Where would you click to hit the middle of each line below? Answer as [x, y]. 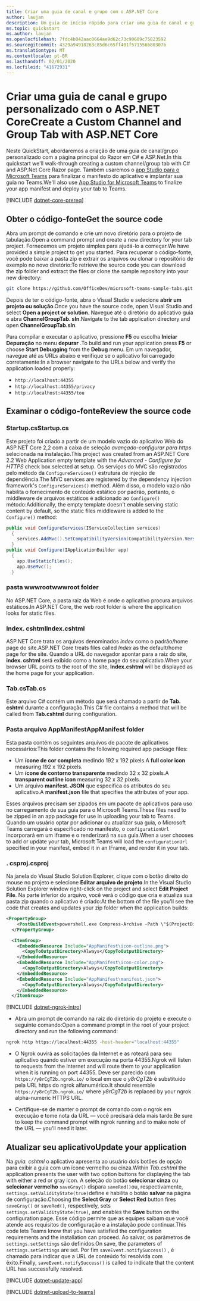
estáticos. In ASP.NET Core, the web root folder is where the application [94, 606]
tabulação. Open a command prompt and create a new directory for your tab [99, 240]
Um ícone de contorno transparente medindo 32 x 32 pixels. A [92, 773]
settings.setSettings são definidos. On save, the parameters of [84, 1243]
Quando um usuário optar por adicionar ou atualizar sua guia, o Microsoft [96, 822]
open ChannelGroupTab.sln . [42, 325]
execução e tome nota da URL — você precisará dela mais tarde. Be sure [104, 1116]
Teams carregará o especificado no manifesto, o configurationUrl [88, 828]
